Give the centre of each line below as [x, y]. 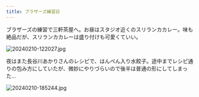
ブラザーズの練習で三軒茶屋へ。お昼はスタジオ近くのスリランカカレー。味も [100, 29]
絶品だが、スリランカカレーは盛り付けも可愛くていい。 [74, 37]
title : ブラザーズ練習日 [33, 12]
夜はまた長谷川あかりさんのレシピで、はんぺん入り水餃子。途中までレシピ [97, 61]
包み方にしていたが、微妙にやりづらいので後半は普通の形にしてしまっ [102, 68]
